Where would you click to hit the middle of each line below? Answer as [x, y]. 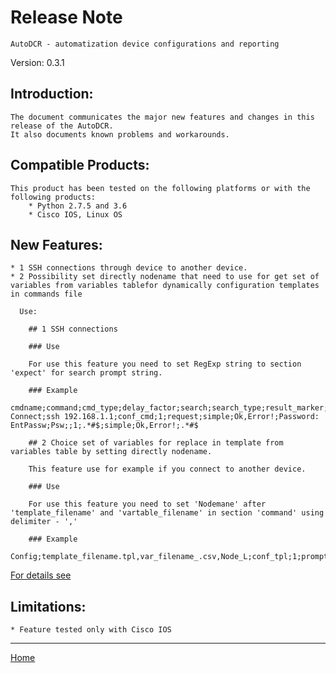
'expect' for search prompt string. [86, 373]
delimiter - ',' [44, 522]
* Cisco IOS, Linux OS [75, 214]
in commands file [46, 294]
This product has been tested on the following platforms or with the [160, 188]
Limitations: [48, 606]
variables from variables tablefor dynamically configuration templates [165, 286]
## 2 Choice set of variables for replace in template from [156, 443]
